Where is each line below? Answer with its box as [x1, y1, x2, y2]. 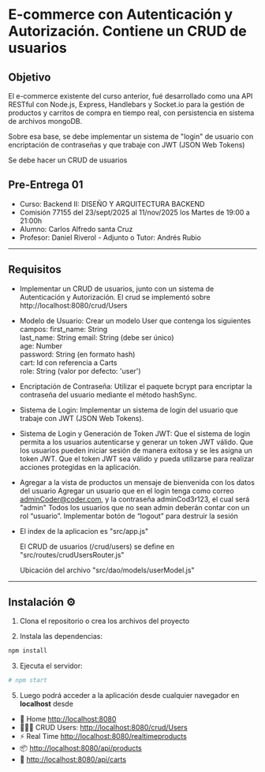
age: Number [19, 341, 63, 350]
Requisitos [8, 263, 62, 277]
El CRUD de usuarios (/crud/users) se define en [19, 542, 175, 551]
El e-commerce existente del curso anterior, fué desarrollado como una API [8, 91, 253, 100]
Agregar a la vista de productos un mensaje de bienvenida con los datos [19, 477, 255, 487]
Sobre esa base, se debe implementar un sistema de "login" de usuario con [8, 132, 254, 141]
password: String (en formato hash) [19, 349, 136, 359]
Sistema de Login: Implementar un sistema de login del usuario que [19, 405, 238, 415]
